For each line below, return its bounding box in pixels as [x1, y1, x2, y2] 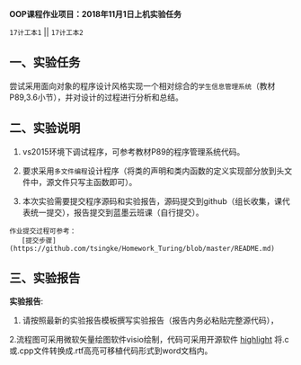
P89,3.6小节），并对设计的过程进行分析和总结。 [9, 92, 184, 102]
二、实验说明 [9, 120, 81, 136]
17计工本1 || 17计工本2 [9, 27, 84, 37]
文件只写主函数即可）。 [53, 176, 137, 187]
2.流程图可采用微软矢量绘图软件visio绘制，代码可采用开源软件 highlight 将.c [9, 334, 289, 345]
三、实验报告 [9, 271, 81, 286]
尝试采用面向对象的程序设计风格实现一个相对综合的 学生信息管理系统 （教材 [9, 80, 276, 91]
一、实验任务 [9, 55, 81, 70]
